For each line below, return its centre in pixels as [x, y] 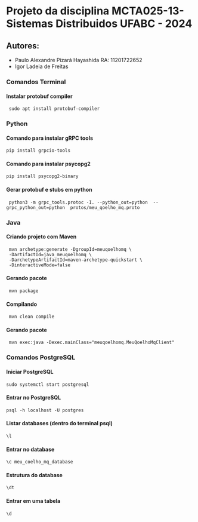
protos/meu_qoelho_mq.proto [105, 207]
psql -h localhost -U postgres [45, 410]
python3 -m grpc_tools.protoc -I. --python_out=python [78, 202]
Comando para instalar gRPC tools [50, 138]
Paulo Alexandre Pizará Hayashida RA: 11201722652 [78, 60]
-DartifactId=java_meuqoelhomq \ [50, 254]
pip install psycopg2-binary [42, 176]
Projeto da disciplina [58, 11]
